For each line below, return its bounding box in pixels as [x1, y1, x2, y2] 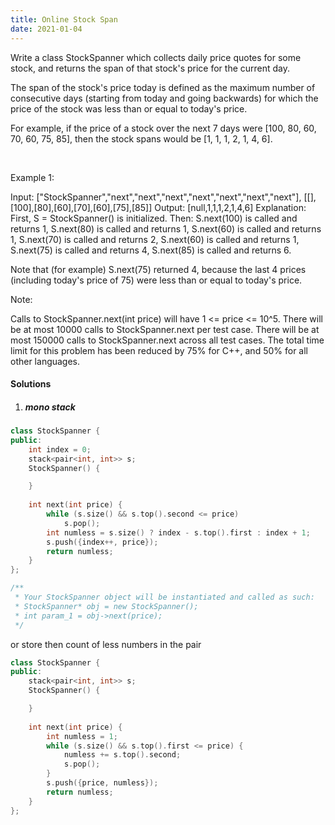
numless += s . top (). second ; [63, 750, 182, 760]
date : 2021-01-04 [10, 24, 83, 34]
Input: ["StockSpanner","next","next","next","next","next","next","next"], [10, 191, 302, 203]
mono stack [24, 401, 76, 413]
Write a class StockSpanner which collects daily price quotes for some [10, 51, 302, 63]
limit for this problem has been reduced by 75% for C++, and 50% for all [10, 344, 308, 356]
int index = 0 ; [28, 444, 92, 455]
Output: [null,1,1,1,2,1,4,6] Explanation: [154, 201, 307, 213]
